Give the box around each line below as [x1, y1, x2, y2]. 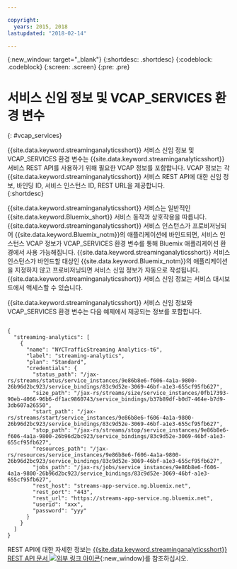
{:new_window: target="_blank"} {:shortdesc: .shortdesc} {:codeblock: [7, 55, 214, 64]
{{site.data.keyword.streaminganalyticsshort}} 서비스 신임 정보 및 [7, 146, 195, 154]
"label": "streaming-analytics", [25, 352, 125, 360]
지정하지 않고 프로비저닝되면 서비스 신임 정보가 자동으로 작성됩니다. [14, 266, 200, 275]
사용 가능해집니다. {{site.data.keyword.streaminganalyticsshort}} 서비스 [25, 248, 231, 257]
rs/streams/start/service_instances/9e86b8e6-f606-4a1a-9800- [7, 415, 195, 422]
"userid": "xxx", [33, 501, 83, 508]
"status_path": [33, 371, 78, 379]
